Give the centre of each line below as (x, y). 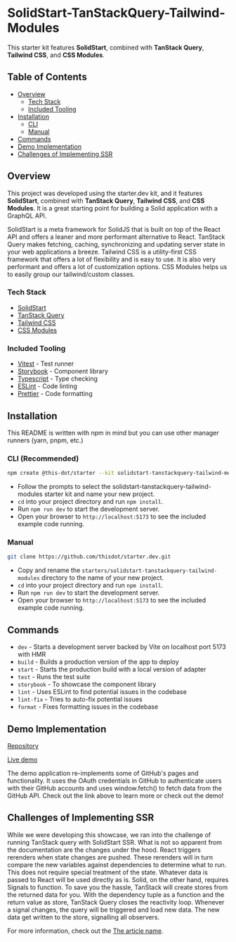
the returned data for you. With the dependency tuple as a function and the (116, 894)
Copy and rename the (49, 570)
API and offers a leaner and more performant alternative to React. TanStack (116, 237)
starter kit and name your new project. (100, 494)
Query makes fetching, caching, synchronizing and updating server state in (116, 244)
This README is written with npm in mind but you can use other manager (113, 433)
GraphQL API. (27, 216)
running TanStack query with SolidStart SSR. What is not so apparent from (115, 842)
